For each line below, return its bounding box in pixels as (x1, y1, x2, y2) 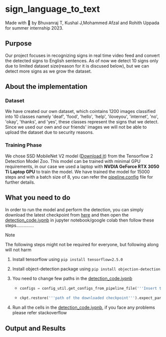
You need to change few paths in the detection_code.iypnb (12, 275, 132, 281)
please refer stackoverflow (12, 310, 67, 316)
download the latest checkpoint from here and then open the (5, 212, 129, 218)
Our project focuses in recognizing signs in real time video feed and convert (5, 52, 160, 58)
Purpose (5, 39, 32, 48)
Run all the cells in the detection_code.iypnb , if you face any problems (12, 304, 155, 310)
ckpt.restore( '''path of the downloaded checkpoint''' (19, 296, 135, 300)
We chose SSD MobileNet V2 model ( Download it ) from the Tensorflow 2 (5, 153, 153, 159)
